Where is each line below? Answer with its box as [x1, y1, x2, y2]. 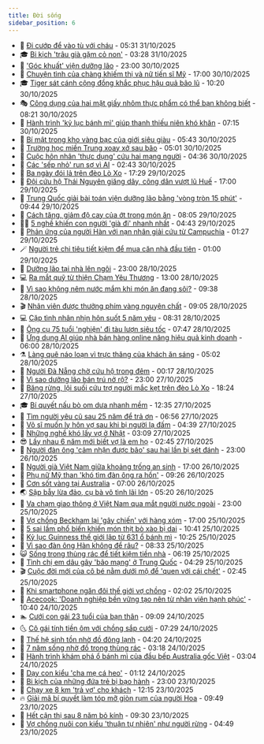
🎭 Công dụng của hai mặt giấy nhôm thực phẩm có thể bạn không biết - [19, 98, 256, 107]
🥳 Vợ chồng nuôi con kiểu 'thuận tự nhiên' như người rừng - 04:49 [19, 719, 234, 728]
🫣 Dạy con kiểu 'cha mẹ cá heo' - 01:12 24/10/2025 [19, 668, 185, 678]
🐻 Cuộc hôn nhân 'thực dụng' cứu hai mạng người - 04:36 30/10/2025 [19, 151, 247, 161]
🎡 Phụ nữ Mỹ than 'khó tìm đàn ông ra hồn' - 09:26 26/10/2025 [19, 470, 225, 479]
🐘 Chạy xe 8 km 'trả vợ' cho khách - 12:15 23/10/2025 [19, 685, 194, 694]
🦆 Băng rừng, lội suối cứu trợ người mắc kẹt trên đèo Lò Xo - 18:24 [19, 383, 235, 392]
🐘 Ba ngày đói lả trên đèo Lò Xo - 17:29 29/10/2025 [19, 168, 186, 177]
